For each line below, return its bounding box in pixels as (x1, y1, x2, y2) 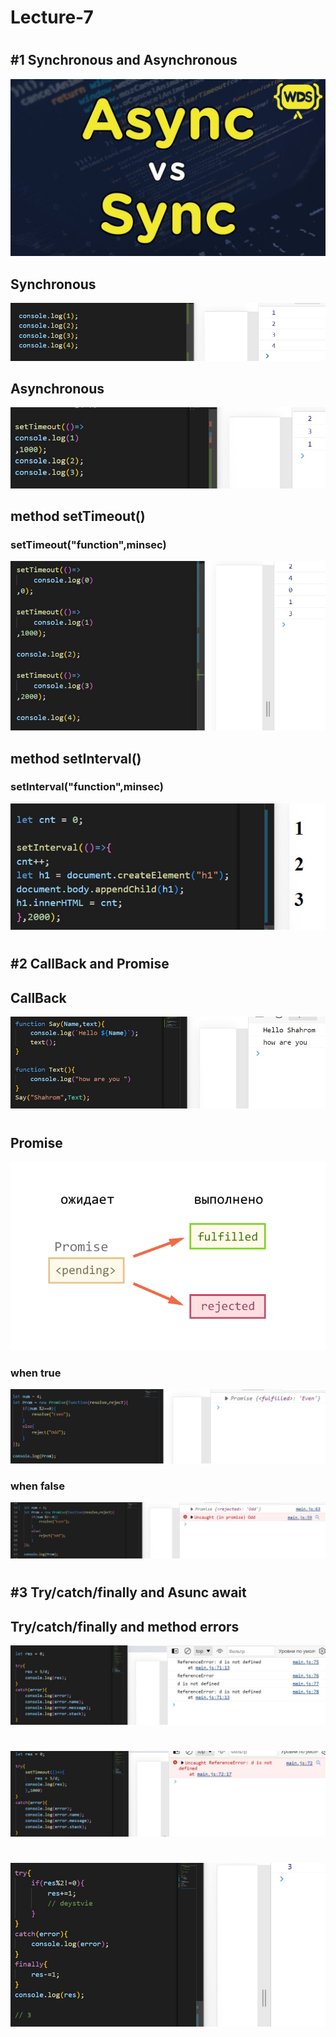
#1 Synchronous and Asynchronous (10, 52, 238, 69)
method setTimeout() (10, 508, 146, 525)
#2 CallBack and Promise (10, 956, 170, 973)
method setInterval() (10, 750, 142, 767)
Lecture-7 (10, 6, 94, 29)
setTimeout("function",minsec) (10, 538, 167, 552)
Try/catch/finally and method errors (10, 1618, 240, 1635)
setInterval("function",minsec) (10, 780, 164, 794)
